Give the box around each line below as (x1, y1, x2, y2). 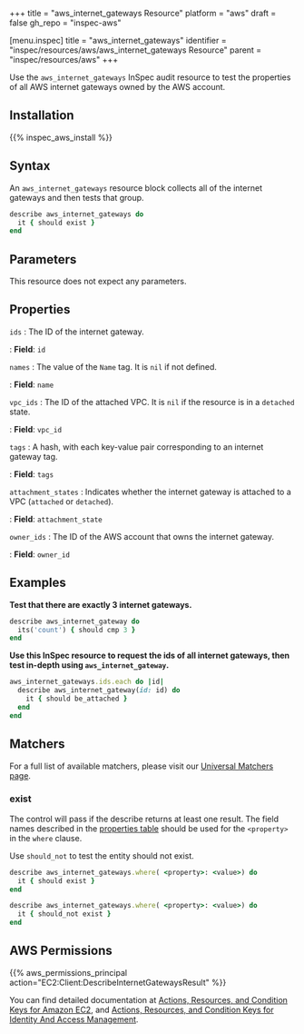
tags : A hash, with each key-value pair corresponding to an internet (9, 441, 264, 452)
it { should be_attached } (25, 694, 128, 703)
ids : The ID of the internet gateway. (9, 326, 144, 337)
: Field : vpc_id (9, 423, 62, 434)
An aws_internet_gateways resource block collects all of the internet (9, 182, 263, 194)
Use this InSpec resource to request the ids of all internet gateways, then (9, 650, 290, 661)
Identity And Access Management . (9, 1013, 139, 1025)
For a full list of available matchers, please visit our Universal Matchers (9, 761, 274, 771)
